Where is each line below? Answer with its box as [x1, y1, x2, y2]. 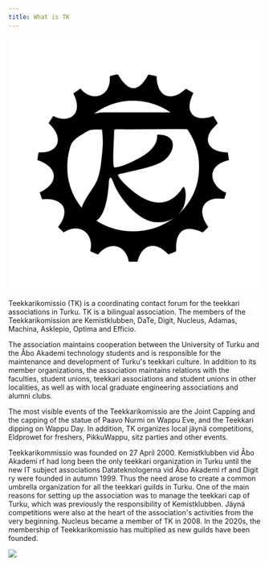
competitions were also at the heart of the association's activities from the [8, 507, 254, 517]
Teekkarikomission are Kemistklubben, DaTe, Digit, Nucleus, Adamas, [8, 315, 238, 325]
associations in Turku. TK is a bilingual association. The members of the [8, 307, 247, 316]
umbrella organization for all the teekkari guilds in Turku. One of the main [8, 481, 250, 491]
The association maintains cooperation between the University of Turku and [8, 339, 259, 349]
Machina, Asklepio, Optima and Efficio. [8, 324, 137, 333]
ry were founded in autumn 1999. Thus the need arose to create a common [8, 473, 256, 483]
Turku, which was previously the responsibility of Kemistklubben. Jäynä [8, 499, 246, 509]
